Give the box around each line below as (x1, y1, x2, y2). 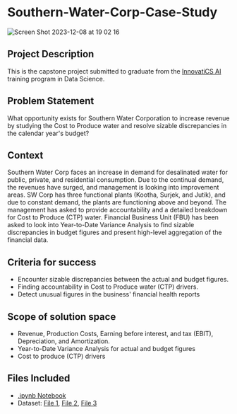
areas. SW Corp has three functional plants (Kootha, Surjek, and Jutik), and (7, 190, 226, 199)
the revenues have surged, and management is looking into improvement (7, 183, 219, 192)
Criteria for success (7, 256, 97, 268)
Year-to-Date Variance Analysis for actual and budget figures (17, 345, 196, 352)
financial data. (7, 236, 49, 244)
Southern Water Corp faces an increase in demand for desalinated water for (7, 168, 228, 177)
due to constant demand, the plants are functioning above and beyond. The (7, 198, 227, 207)
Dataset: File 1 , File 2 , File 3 (17, 398, 97, 407)
